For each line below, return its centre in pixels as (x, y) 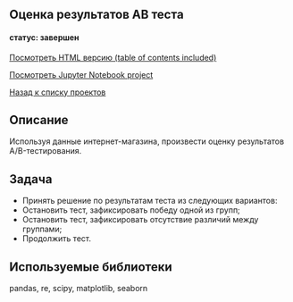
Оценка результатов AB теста (97, 15)
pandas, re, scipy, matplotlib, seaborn (79, 289)
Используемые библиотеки (91, 267)
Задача (31, 179)
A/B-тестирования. (46, 151)
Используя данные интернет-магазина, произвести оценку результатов (146, 141)
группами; (42, 229)
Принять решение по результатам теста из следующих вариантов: (150, 201)
